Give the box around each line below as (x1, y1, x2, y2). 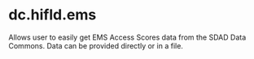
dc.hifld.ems (8, 6, 97, 24)
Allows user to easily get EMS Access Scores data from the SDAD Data (8, 32, 247, 42)
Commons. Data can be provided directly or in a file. (8, 40, 183, 50)
